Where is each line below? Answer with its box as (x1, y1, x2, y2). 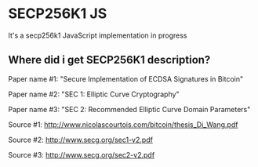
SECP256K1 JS (8, 5, 107, 23)
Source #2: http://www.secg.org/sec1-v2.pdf (8, 135, 153, 144)
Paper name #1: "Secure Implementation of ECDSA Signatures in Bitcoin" (8, 74, 244, 83)
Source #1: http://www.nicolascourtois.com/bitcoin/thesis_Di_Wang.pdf (8, 119, 238, 129)
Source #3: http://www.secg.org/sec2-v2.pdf (8, 150, 155, 159)
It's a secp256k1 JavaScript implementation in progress (8, 31, 187, 40)
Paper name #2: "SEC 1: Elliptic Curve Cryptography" (8, 89, 180, 99)
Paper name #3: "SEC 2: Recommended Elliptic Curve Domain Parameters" (8, 104, 251, 114)
